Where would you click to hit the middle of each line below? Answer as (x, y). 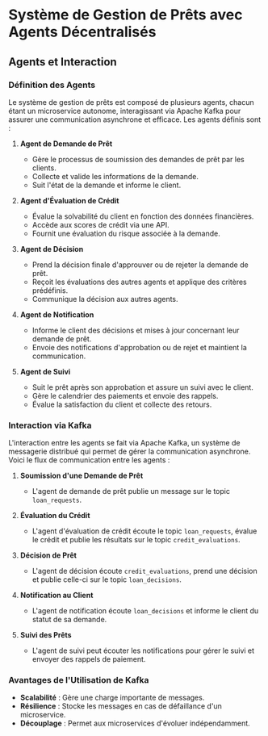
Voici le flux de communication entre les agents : (89, 460)
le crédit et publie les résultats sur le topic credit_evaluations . (136, 540)
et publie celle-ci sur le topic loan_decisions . (107, 579)
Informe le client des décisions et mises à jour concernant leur (136, 330)
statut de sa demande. (69, 620)
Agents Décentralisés (82, 32)
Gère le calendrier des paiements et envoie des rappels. (125, 395)
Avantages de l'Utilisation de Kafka (79, 680)
